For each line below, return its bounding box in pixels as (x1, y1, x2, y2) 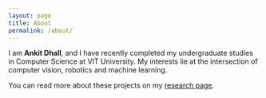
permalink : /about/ (8, 26, 73, 34)
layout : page (8, 11, 52, 20)
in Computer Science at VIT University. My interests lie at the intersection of (8, 57, 258, 66)
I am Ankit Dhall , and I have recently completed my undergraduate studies (8, 49, 254, 58)
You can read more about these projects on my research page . (8, 80, 215, 90)
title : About (8, 19, 52, 27)
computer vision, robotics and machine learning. (8, 65, 168, 75)
